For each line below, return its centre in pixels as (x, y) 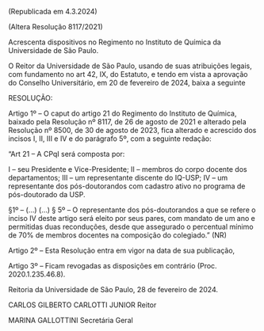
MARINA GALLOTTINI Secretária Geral (71, 320)
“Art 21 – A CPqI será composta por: (67, 154)
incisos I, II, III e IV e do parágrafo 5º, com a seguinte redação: (110, 139)
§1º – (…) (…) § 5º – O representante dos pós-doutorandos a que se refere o (132, 210)
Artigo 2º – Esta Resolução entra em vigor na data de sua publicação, (122, 250)
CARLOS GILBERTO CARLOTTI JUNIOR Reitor (82, 305)
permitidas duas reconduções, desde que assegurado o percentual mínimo (131, 226)
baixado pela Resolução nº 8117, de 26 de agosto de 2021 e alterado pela (128, 122)
